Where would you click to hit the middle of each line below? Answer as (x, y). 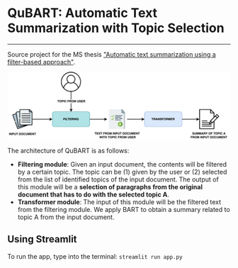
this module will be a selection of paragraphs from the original (110, 187)
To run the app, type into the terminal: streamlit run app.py (95, 256)
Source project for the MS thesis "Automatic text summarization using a (112, 54)
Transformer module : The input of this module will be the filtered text (119, 202)
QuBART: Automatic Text (83, 13)
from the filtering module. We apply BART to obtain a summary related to (124, 210)
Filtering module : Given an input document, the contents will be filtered (122, 164)
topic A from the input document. (66, 217)
